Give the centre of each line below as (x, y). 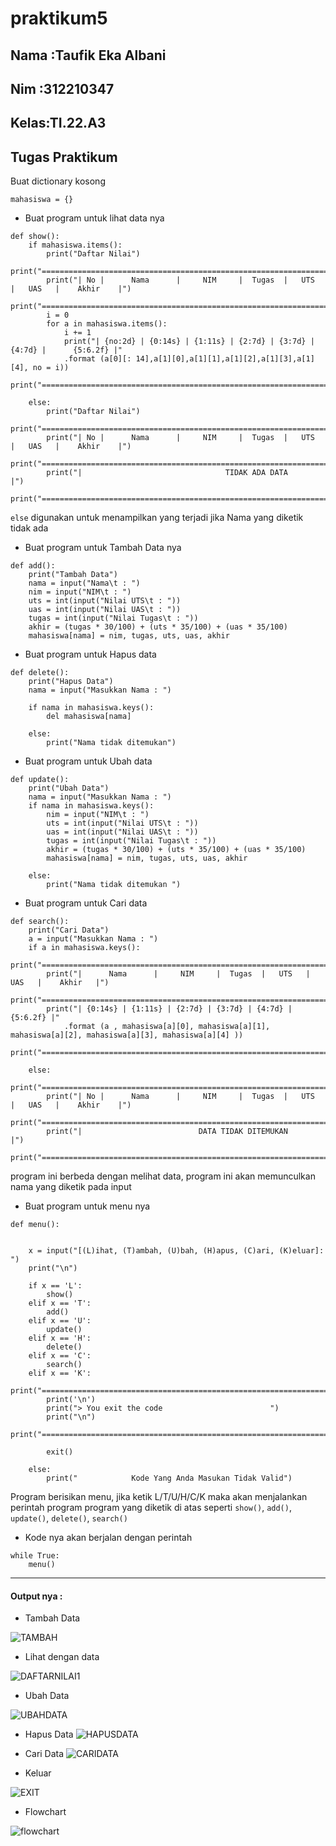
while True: (35, 1556)
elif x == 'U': (60, 1321)
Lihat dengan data (62, 1657)
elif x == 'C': (60, 1356)
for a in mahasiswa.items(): (107, 324)
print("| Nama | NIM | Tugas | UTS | (178, 974)
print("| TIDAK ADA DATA (167, 473)
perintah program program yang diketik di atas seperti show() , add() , (151, 1508)
